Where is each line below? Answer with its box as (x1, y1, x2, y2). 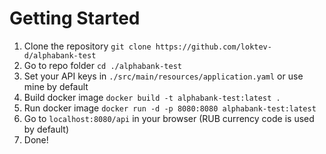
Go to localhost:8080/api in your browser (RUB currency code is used (23, 112, 315, 124)
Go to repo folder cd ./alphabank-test (23, 59, 182, 71)
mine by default (23, 80, 89, 92)
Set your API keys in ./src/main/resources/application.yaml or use (23, 70, 304, 82)
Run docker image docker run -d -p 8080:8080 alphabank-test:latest (23, 102, 317, 114)
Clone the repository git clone (23, 40, 152, 52)
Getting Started (9, 7, 141, 30)
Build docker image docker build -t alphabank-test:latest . (23, 91, 281, 103)
